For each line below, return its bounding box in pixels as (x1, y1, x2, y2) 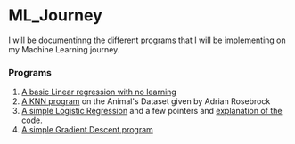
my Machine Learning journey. (8, 44, 120, 54)
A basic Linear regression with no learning (20, 86, 177, 98)
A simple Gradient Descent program (20, 124, 153, 135)
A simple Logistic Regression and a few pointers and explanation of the (20, 106, 283, 116)
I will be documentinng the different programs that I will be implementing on (8, 35, 286, 45)
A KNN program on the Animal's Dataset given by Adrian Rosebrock (20, 96, 271, 107)
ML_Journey (8, 5, 103, 26)
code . (20, 115, 43, 125)
